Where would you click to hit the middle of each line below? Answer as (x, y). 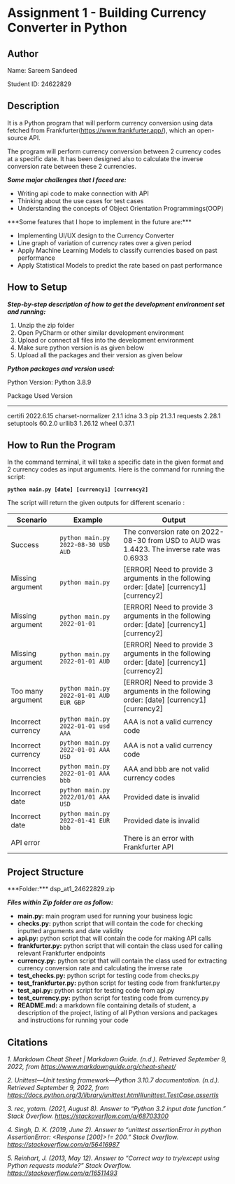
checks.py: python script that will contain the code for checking (110, 923)
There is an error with (159, 839)
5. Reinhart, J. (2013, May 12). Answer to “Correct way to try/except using (114, 1158)
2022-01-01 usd (85, 726)
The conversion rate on (162, 532)
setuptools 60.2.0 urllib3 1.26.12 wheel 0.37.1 (71, 423)
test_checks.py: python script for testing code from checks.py (108, 976)
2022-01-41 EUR (85, 821)
